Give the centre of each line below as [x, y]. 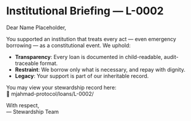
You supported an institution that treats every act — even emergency [91, 39]
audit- [171, 57]
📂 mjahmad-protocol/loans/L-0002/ [50, 94]
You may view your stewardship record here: [61, 87]
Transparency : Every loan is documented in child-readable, [89, 57]
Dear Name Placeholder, [36, 27]
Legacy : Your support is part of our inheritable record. [82, 76]
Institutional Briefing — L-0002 [85, 11]
